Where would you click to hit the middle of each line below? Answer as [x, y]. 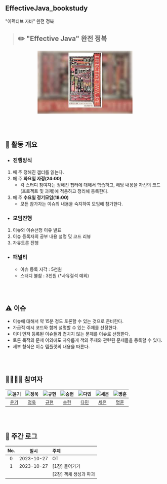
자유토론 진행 [26, 243]
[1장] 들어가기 [66, 466]
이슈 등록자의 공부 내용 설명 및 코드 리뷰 [52, 236]
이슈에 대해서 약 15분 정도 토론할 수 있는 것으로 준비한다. [68, 321]
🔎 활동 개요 [22, 145]
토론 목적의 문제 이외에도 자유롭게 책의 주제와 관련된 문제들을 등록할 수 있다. [88, 340]
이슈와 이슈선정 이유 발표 [37, 230]
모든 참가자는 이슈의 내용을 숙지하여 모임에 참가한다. [71, 204]
